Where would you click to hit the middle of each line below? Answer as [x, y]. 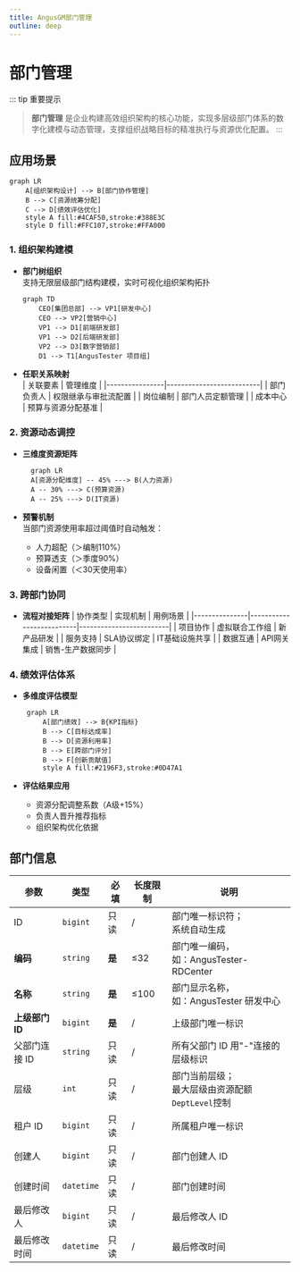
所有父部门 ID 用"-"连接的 [226, 1046]
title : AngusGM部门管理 [50, 17]
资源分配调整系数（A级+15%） [92, 804]
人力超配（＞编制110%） [80, 547]
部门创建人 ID [200, 1157]
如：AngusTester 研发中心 [226, 1001]
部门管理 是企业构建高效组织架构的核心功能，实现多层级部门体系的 [154, 118]
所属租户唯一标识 [208, 1126]
